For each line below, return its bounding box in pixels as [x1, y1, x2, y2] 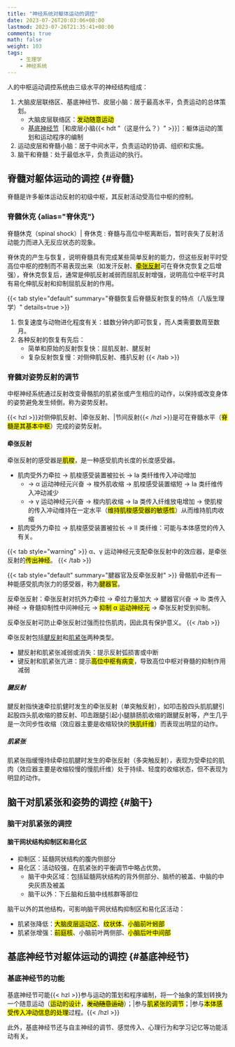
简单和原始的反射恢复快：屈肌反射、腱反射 [27, 344, 151, 352]
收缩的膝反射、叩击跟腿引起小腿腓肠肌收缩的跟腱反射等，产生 [37, 711, 215, 719]
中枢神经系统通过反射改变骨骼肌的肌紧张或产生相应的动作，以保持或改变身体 [7, 389, 228, 398]
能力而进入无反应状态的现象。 [13, 238, 99, 246]
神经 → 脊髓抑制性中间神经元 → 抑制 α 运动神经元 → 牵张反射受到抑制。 [7, 603, 215, 612]
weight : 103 [7, 43, 42, 50]
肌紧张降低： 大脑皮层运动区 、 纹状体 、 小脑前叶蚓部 [17, 919, 165, 928]
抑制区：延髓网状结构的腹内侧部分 [17, 854, 116, 863]
